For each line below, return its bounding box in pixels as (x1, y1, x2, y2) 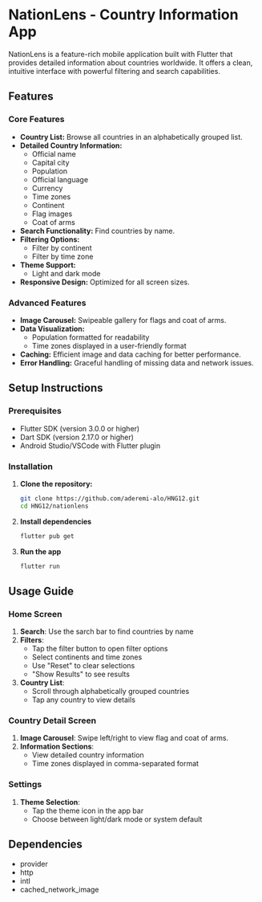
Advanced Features (8, 297, 87, 308)
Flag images (31, 209, 73, 218)
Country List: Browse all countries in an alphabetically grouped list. (19, 132, 243, 141)
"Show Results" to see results (31, 669, 131, 680)
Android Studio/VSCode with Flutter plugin (19, 440, 161, 451)
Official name (31, 149, 76, 158)
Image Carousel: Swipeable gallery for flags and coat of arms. (19, 315, 227, 324)
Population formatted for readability (31, 332, 150, 342)
